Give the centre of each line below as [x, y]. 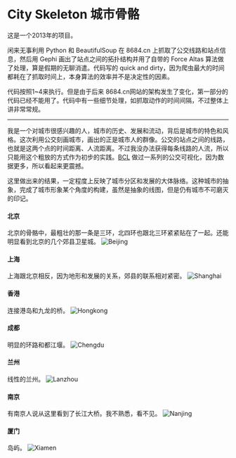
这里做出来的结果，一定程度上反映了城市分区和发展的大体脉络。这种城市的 [115, 181]
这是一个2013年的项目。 [42, 35]
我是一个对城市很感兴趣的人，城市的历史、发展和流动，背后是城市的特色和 [115, 130]
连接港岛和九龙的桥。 [38, 310]
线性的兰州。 [26, 379]
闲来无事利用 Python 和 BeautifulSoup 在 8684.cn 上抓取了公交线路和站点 [113, 50]
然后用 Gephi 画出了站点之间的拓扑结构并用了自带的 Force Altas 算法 [118, 59]
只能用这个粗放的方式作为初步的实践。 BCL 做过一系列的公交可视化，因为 [113, 157]
